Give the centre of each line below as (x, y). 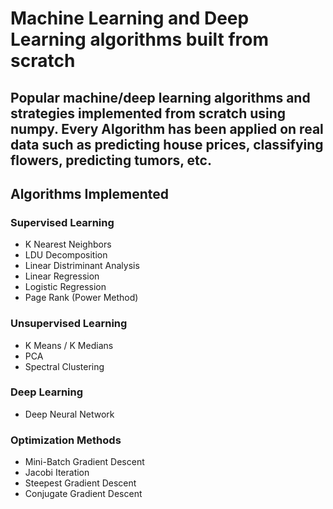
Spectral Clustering (64, 366)
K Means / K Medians (69, 345)
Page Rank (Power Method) (81, 298)
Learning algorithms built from (139, 39)
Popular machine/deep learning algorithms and (160, 97)
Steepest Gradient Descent (80, 483)
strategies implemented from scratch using (148, 113)
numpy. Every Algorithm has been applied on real (167, 128)
